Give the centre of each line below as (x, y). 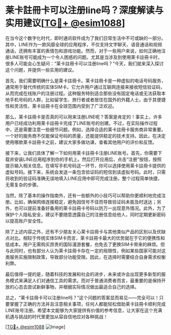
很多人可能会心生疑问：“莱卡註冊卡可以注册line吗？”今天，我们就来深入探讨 (84, 63)
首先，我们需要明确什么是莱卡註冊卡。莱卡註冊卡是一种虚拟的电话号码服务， (85, 80)
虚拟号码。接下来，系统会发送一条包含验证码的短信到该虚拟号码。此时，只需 (85, 172)
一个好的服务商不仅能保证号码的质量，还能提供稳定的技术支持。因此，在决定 (85, 136)
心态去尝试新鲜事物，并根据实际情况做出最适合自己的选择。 (76, 287)
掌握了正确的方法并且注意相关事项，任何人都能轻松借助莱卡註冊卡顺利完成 (88, 304)
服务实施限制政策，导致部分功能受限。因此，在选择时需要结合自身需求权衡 (88, 257)
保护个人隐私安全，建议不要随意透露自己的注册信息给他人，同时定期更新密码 (85, 214)
